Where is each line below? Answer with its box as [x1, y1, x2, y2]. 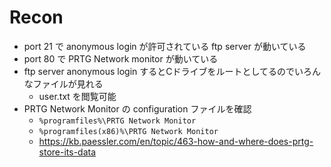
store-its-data [38, 146, 97, 158]
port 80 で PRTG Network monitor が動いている [23, 52, 219, 65]
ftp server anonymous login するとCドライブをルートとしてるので [23, 65, 296, 77]
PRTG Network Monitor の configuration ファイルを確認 [23, 102, 252, 115]
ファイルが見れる [32, 77, 104, 90]
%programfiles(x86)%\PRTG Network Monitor [38, 126, 219, 136]
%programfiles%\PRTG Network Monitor [38, 116, 197, 126]
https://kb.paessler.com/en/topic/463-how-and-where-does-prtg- [38, 135, 314, 147]
